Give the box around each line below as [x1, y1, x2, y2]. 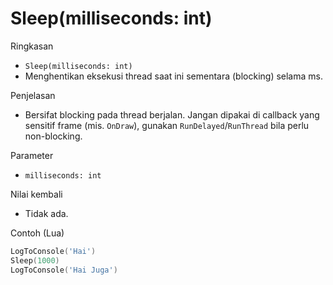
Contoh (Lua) [10, 227, 65, 239]
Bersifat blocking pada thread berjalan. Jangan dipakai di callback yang [24, 108, 320, 121]
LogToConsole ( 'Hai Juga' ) [10, 265, 118, 275]
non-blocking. [24, 130, 83, 142]
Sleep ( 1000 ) [10, 255, 60, 266]
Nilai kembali [10, 188, 63, 200]
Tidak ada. [24, 207, 69, 219]
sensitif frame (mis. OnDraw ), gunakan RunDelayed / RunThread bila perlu [24, 119, 310, 131]
